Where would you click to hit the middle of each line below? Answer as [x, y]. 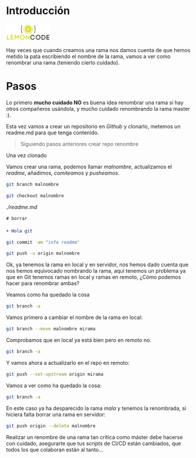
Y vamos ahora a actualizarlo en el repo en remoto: [68, 362]
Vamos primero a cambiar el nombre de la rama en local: [74, 317]
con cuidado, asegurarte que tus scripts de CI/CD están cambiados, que [94, 443]
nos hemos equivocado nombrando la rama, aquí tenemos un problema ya [96, 271]
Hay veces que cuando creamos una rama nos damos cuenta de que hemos [98, 50]
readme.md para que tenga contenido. [53, 133]
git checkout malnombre [35, 196]
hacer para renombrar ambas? [43, 283]
